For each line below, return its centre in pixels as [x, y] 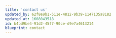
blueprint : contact [25, 28]
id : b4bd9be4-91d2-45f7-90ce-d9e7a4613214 [49, 23]
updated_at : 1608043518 [30, 19]
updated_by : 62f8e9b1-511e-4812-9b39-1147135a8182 [58, 14]
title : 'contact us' [26, 10]
